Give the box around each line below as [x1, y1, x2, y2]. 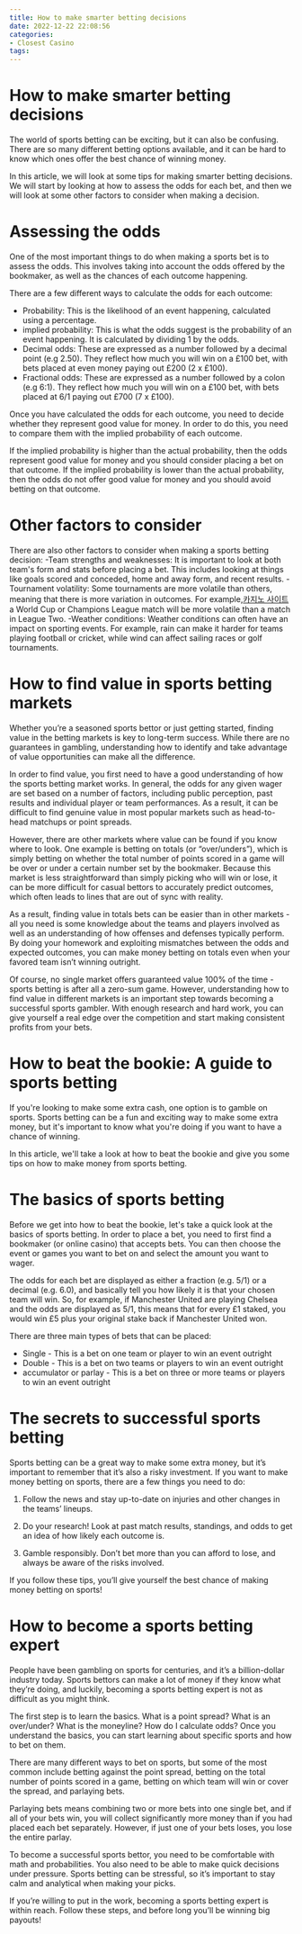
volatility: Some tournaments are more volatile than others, [56, 582, 272, 594]
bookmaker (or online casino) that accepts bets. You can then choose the [9, 1238, 281, 1249]
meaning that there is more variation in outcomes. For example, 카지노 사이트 [9, 593, 289, 604]
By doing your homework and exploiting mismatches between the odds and [9, 937, 289, 948]
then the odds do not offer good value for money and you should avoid [9, 474, 271, 484]
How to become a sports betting [9, 1615, 253, 1636]
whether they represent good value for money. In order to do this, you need [9, 418, 289, 428]
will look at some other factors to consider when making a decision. [9, 190, 260, 201]
